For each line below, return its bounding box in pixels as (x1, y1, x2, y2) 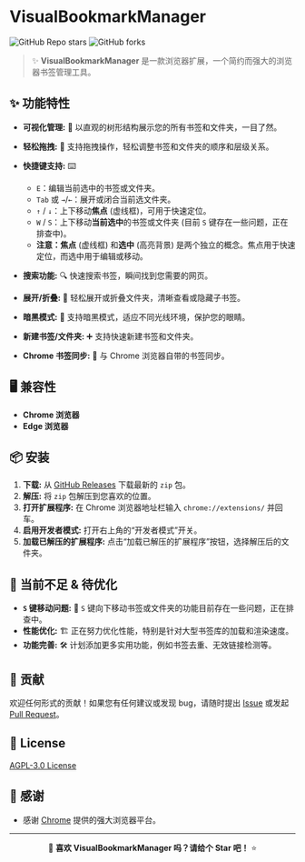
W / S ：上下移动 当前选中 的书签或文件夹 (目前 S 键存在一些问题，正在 (35, 216, 289, 227)
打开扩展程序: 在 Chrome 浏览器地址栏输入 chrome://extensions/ (22, 502, 265, 513)
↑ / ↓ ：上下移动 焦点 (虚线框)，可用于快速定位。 (35, 205, 212, 215)
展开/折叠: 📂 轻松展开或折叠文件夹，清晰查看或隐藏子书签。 (22, 292, 245, 303)
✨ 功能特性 (9, 95, 71, 111)
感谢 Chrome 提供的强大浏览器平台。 (22, 814, 162, 825)
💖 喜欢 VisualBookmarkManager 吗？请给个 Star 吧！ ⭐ (48, 842, 257, 853)
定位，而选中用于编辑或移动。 (35, 250, 148, 261)
